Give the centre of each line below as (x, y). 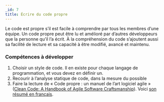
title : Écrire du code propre (37, 14)
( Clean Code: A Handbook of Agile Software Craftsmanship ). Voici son (84, 89)
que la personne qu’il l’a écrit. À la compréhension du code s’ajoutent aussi (82, 39)
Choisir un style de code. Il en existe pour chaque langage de (75, 68)
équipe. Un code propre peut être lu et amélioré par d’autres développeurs (81, 34)
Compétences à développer (39, 57)
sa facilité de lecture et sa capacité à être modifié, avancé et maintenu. (78, 44)
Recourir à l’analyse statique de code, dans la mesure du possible (80, 78)
